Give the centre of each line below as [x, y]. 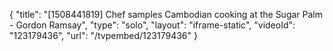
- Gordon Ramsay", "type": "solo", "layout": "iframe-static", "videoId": [152, 25]
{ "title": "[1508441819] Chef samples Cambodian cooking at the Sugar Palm [166, 14]
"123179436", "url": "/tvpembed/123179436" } [103, 35]
